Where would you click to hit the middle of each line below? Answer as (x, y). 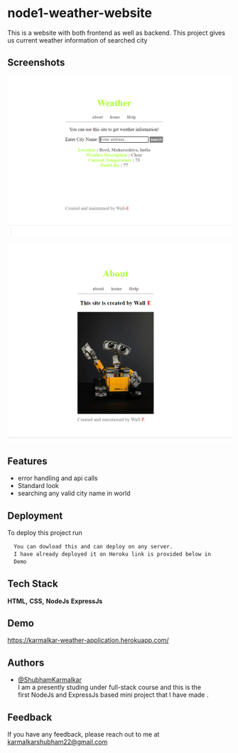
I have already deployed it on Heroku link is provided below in (113, 554)
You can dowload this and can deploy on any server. (93, 547)
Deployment (35, 515)
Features (27, 461)
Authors (26, 662)
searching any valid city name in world (74, 493)
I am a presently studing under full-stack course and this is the (109, 688)
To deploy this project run (45, 533)
